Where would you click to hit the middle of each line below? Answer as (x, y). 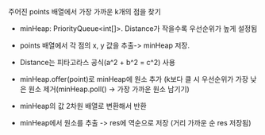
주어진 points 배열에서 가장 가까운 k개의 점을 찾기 (84, 12)
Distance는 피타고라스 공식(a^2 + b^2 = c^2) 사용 (98, 62)
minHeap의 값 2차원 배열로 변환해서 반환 (83, 106)
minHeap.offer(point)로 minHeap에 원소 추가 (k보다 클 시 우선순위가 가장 (134, 79)
